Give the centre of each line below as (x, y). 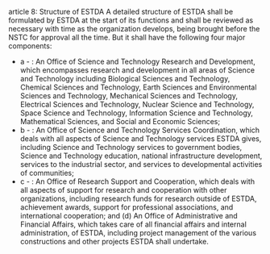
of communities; (47, 173)
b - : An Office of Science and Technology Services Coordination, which (140, 130)
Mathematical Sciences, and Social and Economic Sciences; (120, 121)
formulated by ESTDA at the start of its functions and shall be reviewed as (131, 20)
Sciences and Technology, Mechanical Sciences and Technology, (129, 96)
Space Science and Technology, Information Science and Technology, (137, 113)
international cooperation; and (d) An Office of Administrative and (129, 216)
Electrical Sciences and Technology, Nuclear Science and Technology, (137, 104)
